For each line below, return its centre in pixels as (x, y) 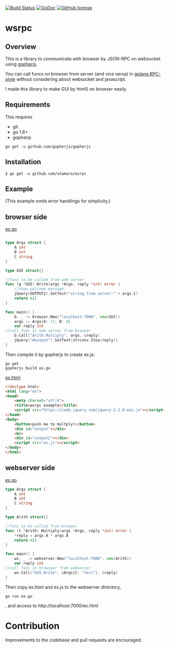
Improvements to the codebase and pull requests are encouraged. (74, 640)
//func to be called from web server (45, 279)
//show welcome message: (40, 289)
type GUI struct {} (24, 270)
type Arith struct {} (27, 517)
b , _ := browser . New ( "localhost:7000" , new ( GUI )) (67, 317)
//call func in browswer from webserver (48, 568)
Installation (23, 162)
